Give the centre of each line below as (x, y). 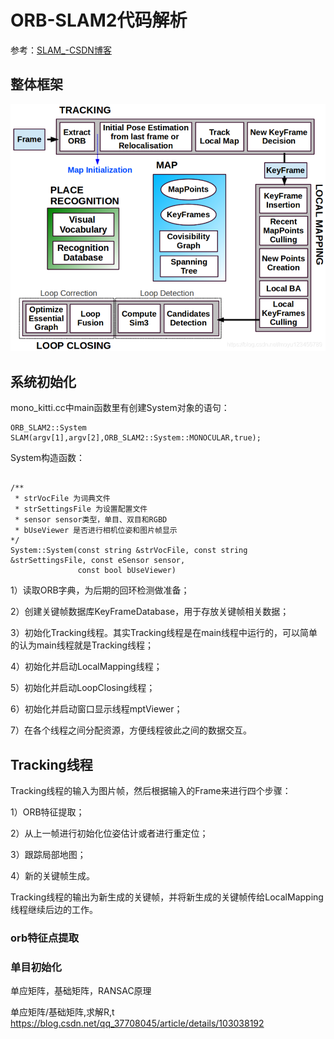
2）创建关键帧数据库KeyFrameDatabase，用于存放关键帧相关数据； (150, 612)
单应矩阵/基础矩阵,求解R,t (62, 1012)
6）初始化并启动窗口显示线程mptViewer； (96, 709)
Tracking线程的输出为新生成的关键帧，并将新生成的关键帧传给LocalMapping (167, 897)
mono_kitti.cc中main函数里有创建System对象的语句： (120, 408)
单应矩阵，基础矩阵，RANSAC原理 (81, 991)
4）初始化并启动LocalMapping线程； (86, 667)
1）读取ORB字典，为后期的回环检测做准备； (100, 590)
